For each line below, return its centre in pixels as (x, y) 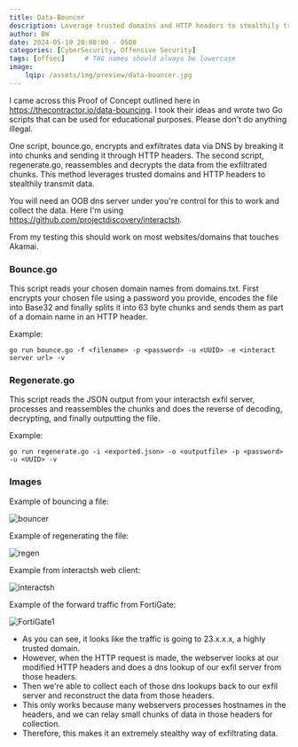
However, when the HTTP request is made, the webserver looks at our (150, 657)
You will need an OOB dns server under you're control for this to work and (144, 201)
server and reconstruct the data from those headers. (118, 695)
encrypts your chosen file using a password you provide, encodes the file (144, 298)
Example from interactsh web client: (75, 570)
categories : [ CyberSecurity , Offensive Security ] (103, 51)
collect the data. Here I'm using (67, 210)
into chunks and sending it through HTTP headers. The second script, (137, 155)
